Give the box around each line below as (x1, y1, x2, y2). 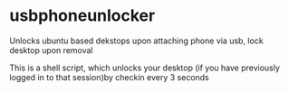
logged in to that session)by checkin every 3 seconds (9, 71, 210, 82)
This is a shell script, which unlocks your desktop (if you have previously (9, 62, 281, 73)
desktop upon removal (9, 44, 93, 55)
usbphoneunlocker (9, 5, 156, 26)
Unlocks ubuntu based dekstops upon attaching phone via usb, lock (9, 35, 265, 46)
